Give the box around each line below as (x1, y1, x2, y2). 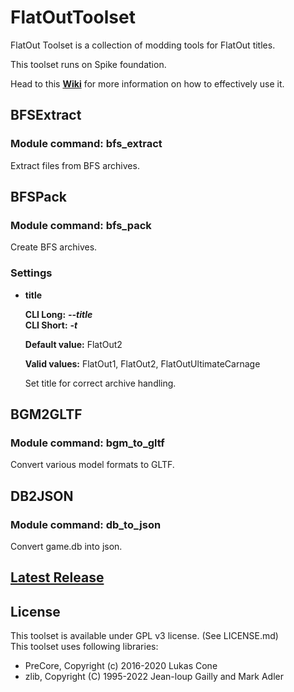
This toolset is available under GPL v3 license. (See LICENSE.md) (10, 630, 279, 642)
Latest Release (10, 569, 105, 586)
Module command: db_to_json (10, 517, 162, 531)
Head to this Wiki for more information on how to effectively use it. (10, 77, 285, 90)
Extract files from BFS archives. (10, 159, 140, 171)
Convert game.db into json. (10, 540, 123, 552)
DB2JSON (10, 487, 74, 505)
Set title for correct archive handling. (24, 377, 177, 389)
